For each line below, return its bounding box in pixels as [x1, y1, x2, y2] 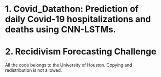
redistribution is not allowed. [5, 67, 62, 73]
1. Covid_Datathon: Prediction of [5, 3, 139, 15]
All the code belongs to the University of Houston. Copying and [5, 62, 133, 68]
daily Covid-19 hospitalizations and [5, 14, 151, 25]
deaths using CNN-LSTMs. [5, 24, 116, 35]
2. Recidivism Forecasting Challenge [5, 46, 157, 57]
